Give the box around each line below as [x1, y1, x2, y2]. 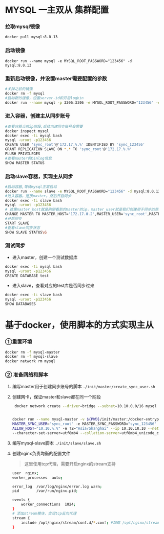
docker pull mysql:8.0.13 [5, 35, 58, 40]
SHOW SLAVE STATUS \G [5, 230, 47, 235]
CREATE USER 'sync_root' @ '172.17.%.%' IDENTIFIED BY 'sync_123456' [5, 142, 145, 147]
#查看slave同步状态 [5, 225, 41, 230]
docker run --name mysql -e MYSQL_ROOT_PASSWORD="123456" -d [5, 58, 132, 64]
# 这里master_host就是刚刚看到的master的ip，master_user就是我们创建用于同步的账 [5, 207, 159, 212]
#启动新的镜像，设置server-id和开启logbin [5, 95, 84, 100]
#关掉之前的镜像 [5, 86, 33, 91]
